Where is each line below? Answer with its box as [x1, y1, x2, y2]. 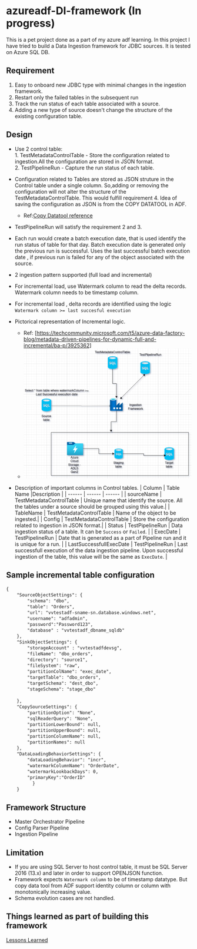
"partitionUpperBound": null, [27, 728, 101, 734]
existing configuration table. [14, 112, 83, 120]
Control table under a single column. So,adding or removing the [14, 181, 169, 189]
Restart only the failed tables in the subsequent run [14, 94, 139, 101]
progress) [6, 16, 55, 30]
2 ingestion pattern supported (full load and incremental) [14, 271, 152, 278]
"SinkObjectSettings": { [16, 639, 78, 645]
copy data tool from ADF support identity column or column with [14, 882, 171, 889]
